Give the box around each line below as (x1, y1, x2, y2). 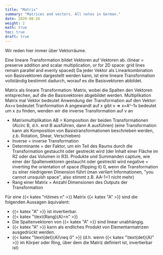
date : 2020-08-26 (5, 16, 40, 21)
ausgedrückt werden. (12, 229, 55, 235)
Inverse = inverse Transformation (12, 138, 79, 144)
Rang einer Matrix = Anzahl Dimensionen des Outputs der (12, 179, 128, 185)
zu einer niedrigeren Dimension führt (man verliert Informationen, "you (12, 169, 154, 175)
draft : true (5, 35, 29, 39)
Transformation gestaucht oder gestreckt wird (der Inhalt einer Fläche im (12, 148, 158, 154)
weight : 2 (5, 20, 25, 26)
